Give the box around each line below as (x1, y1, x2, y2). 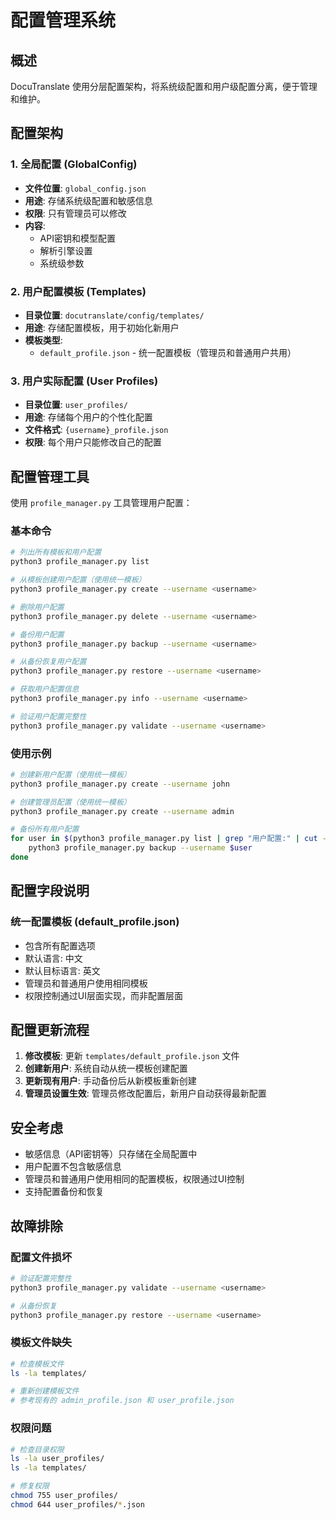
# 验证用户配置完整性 (10, 711, 87, 721)
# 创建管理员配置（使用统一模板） (10, 797, 132, 807)
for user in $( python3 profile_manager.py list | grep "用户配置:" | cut (10, 834, 318, 844)
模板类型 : (24, 334, 63, 346)
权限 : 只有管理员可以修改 (24, 207, 127, 219)
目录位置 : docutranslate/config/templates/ (24, 309, 205, 321)
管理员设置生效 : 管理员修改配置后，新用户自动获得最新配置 (24, 1087, 267, 1100)
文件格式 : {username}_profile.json (24, 424, 169, 436)
